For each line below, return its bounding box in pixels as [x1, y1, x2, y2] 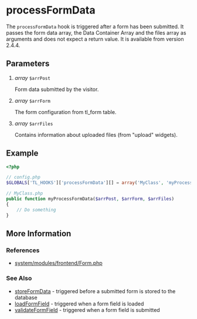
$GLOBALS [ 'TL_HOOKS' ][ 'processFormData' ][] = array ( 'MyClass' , [6, 180, 164, 186]
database [14, 294, 38, 301]
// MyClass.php [6, 190, 43, 197]
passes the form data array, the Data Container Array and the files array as [6, 29, 186, 36]
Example [6, 148, 39, 159]
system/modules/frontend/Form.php [14, 260, 103, 267]
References [6, 246, 40, 254]
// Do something [16, 207, 57, 213]
